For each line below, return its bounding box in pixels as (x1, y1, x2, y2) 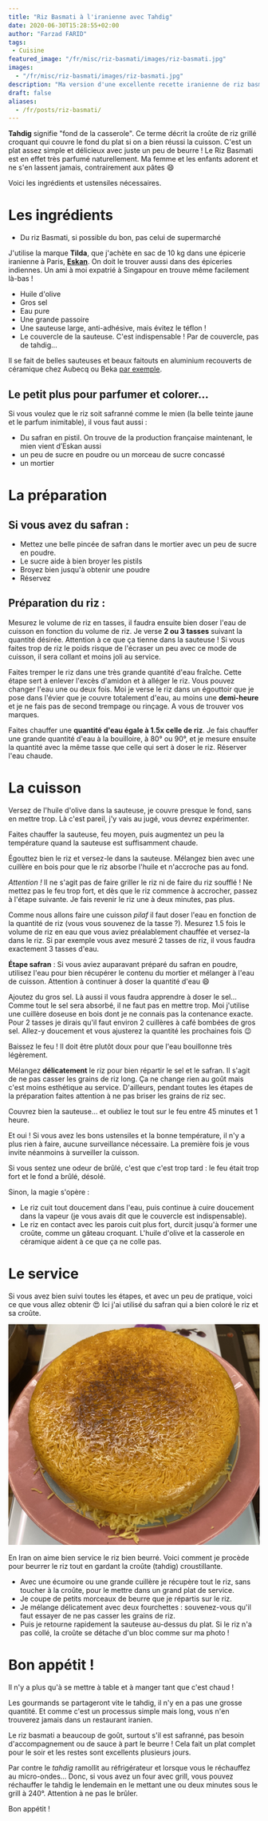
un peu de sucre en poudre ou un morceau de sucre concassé (19, 450, 226, 459)
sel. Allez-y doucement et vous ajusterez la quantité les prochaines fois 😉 (8, 1025, 252, 1036)
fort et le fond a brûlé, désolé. (8, 1171, 106, 1181)
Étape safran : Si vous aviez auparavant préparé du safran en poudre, (8, 959, 238, 969)
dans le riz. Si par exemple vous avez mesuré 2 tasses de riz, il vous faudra (8, 935, 256, 945)
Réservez (19, 573, 52, 583)
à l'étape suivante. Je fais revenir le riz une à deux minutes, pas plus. (8, 894, 235, 904)
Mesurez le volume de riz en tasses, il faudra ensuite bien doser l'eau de (8, 617, 247, 628)
